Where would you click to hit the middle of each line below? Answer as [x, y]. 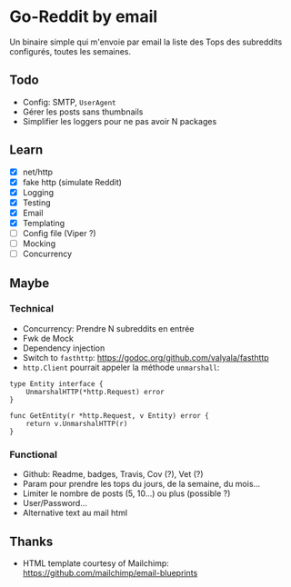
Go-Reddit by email [84, 17]
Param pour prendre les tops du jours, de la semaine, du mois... [141, 484]
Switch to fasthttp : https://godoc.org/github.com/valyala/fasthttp [146, 357]
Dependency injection [64, 348]
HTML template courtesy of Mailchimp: [96, 563]
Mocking [39, 244]
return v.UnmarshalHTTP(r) [77, 423]
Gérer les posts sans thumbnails [83, 112]
